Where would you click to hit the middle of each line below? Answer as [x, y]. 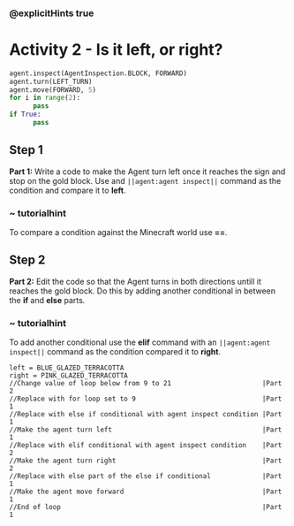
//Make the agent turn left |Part [146, 430]
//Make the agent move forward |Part [146, 492]
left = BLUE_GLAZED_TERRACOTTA [67, 368]
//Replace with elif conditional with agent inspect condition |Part [146, 446]
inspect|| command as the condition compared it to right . [115, 352]
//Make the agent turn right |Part [146, 461]
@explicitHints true [52, 13]
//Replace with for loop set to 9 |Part [146, 399]
